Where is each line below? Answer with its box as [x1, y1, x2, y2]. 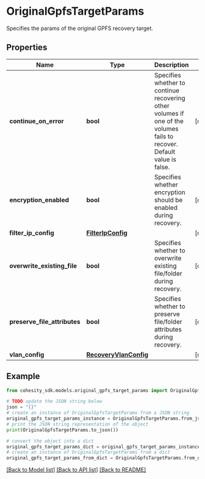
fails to [154, 132, 174, 140]
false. [154, 162, 170, 171]
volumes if [154, 109, 184, 118]
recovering [154, 94, 185, 102]
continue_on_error [9, 116, 64, 125]
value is [154, 155, 177, 164]
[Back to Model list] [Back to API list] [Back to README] [6, 466, 146, 473]
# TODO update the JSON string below [6, 398, 103, 405]
